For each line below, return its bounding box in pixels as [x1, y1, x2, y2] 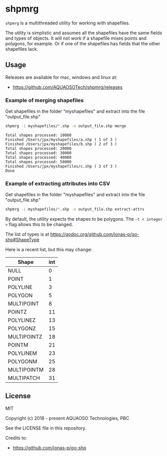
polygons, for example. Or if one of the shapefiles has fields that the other [5, 40, 160, 46]
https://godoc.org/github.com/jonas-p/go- [50, 231, 140, 237]
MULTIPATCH [8, 375, 40, 382]
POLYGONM [8, 358, 37, 365]
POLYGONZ [8, 325, 36, 332]
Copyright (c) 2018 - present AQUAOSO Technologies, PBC [5, 415, 130, 421]
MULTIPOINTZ [8, 333, 42, 341]
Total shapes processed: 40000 [5, 155, 72, 160]
